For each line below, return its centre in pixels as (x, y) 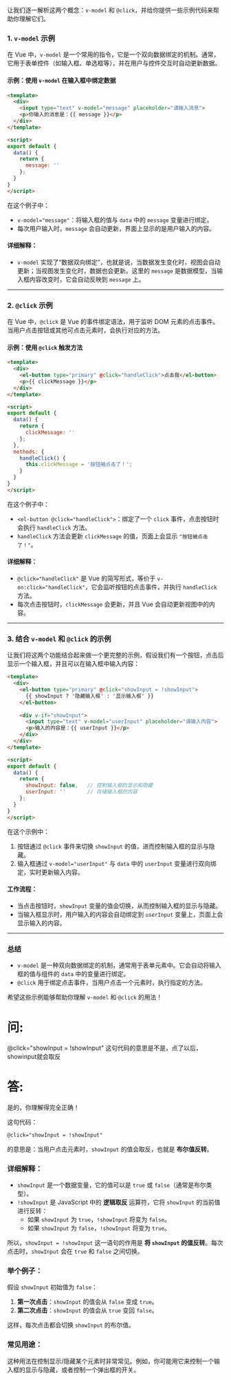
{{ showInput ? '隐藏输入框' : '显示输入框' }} (89, 696)
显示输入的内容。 (41, 923)
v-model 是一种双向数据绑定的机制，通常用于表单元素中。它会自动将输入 (119, 965)
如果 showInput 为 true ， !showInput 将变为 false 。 (99, 1219)
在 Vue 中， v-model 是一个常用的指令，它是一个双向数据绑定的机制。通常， (113, 54)
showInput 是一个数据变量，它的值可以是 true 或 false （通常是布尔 (111, 1185)
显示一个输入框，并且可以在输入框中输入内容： (73, 664)
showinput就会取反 (34, 1057)
